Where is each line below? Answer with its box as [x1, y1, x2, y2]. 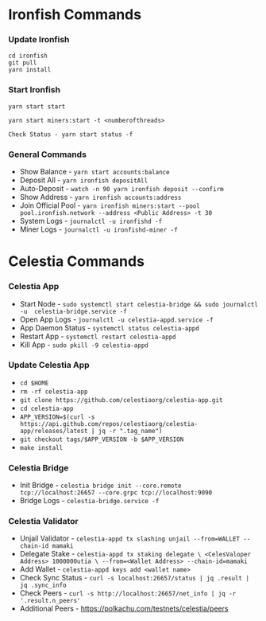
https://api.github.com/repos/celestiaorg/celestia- [19, 420, 199, 428]
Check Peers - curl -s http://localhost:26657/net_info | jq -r [19, 588, 237, 598]
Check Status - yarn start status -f [8, 130, 133, 139]
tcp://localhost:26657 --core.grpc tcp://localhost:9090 [19, 489, 213, 497]
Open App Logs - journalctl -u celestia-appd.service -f [19, 314, 214, 324]
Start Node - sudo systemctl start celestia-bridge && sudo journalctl [19, 299, 259, 308]
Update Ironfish [8, 34, 70, 45]
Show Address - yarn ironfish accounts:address [19, 193, 182, 202]
